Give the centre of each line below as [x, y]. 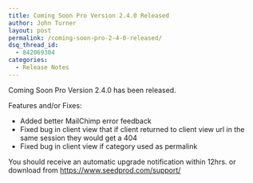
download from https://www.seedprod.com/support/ [95, 170]
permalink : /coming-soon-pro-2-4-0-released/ [85, 38]
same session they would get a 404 [79, 138]
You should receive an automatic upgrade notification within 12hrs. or [122, 162]
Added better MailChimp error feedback [85, 121]
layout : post [30, 30]
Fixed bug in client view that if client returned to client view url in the [132, 129]
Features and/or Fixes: [45, 105]
